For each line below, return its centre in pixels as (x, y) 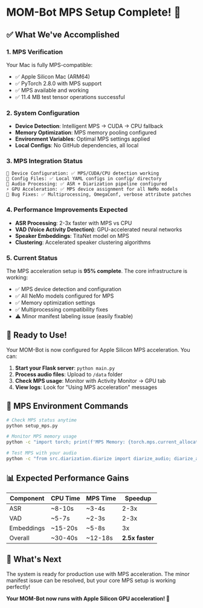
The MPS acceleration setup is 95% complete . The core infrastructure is (97, 271)
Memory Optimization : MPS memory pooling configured (86, 133)
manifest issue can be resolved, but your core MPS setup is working (91, 580)
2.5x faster (138, 538)
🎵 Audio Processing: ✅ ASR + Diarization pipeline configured (87, 184)
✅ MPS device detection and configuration (68, 289)
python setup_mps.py (32, 426)
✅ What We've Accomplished (63, 35)
